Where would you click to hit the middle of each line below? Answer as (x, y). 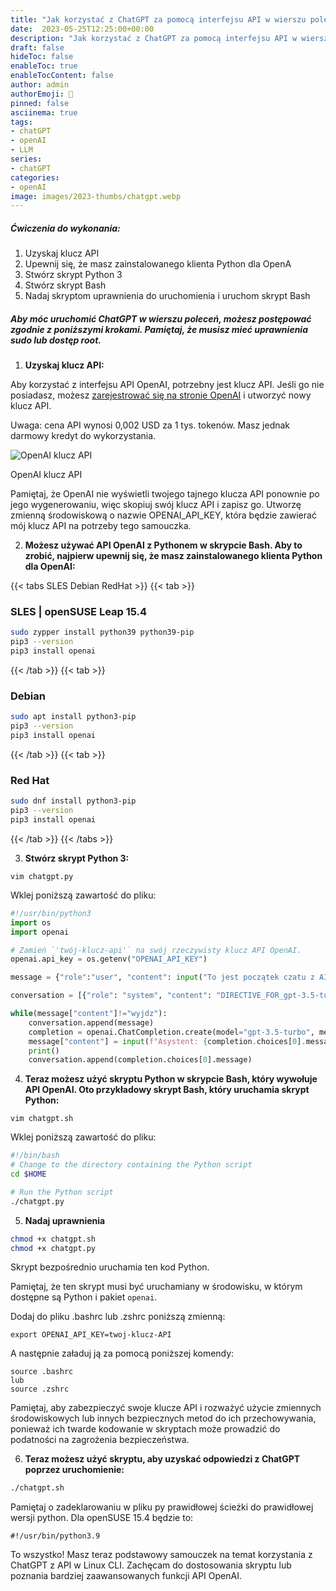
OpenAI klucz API (46, 475)
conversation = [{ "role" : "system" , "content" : (111, 996)
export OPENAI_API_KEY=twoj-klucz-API (91, 1335)
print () (44, 1051)
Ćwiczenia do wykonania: (65, 228)
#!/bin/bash (35, 1156)
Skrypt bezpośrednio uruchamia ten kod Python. (110, 1267)
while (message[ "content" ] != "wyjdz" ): (89, 1014)
